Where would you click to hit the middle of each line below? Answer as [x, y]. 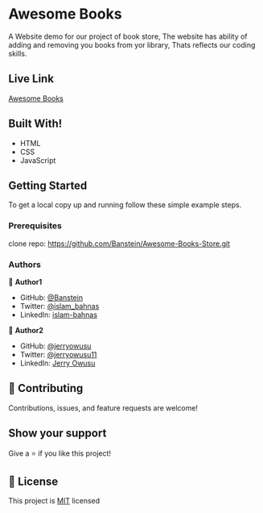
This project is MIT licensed [54, 501]
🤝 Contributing [46, 388]
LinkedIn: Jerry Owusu [58, 363]
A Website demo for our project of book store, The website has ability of [128, 36]
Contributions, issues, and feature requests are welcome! [103, 407]
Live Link [31, 79]
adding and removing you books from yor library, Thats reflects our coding [132, 44]
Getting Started [48, 185]
